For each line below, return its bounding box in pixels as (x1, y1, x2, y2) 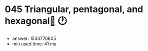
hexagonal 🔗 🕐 (5, 15, 67, 27)
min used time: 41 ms (12, 40, 57, 46)
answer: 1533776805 (12, 35, 56, 41)
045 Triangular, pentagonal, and (5, 4, 143, 15)
